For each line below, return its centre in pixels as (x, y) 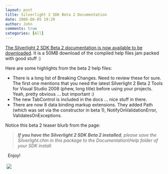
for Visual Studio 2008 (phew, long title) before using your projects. (82, 89)
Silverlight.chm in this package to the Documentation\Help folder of (88, 140)
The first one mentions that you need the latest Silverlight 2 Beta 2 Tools (88, 83)
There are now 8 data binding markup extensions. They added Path (82, 105)
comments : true (21, 29)
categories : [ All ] (24, 33)
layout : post (19, 10)
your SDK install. (35, 146)
